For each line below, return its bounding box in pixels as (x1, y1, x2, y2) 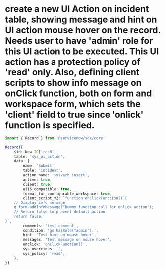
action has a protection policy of (5, 56, 141, 67)
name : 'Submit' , (23, 163, 56, 168)
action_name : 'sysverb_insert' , (23, 173, 90, 178)
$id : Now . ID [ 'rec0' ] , (14, 149, 58, 154)
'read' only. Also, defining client (5, 67, 140, 78)
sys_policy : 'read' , (23, 251, 65, 256)
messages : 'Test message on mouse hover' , (23, 237, 112, 242)
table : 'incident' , (23, 168, 63, 173)
